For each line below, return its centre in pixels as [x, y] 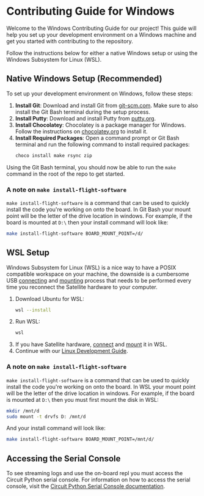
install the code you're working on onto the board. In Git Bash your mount [99, 209]
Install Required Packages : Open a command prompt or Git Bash [97, 138]
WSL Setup [28, 253]
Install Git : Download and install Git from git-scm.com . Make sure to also [107, 105]
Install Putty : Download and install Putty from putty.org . [86, 118]
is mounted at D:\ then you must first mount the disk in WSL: [82, 399]
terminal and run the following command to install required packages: [103, 144]
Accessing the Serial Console [64, 458]
